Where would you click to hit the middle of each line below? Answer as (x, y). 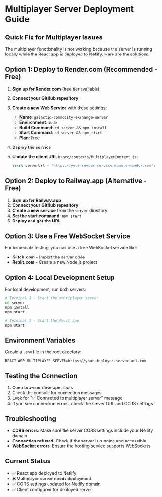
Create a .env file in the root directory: (43, 352)
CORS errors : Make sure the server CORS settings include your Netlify (82, 430)
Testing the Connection (41, 376)
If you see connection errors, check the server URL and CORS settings (83, 403)
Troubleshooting (31, 419)
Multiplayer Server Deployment (70, 9)
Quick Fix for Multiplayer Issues (54, 37)
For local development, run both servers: (46, 289)
